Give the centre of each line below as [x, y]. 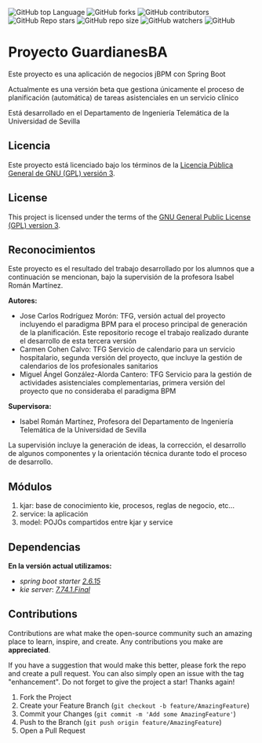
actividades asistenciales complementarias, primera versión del [122, 383]
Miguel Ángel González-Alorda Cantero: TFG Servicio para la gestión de [136, 374]
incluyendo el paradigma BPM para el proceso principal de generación [133, 324]
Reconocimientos [52, 250]
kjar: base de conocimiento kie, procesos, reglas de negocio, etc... [127, 506]
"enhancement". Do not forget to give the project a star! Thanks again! [122, 682]
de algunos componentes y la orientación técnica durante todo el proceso [127, 454]
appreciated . [29, 649]
